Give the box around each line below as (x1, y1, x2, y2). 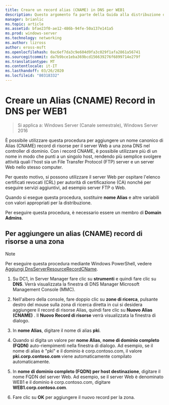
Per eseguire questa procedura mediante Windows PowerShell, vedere (5, 260, 152, 266)
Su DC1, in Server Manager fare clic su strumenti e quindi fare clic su (12, 275, 157, 281)
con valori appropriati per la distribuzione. (5, 200, 92, 206)
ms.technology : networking (5, 36, 62, 41)
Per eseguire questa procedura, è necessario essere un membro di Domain (5, 209, 162, 215)
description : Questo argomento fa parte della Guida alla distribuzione (5, 12, 161, 17)
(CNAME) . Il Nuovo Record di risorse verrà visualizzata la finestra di (12, 312, 156, 318)
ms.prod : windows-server (5, 31, 57, 36)
